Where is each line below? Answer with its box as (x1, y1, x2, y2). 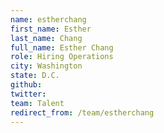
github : (10, 80, 43, 90)
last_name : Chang (10, 33, 83, 43)
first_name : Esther (10, 24, 92, 34)
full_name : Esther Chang (10, 42, 114, 53)
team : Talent (10, 98, 65, 108)
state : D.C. (10, 71, 60, 81)
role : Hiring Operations (10, 52, 114, 62)
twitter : (10, 89, 47, 99)
